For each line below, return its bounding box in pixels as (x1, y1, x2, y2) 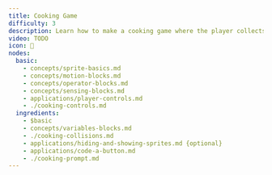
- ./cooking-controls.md (23, 102, 107, 110)
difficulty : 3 (8, 19, 57, 27)
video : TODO (8, 34, 49, 43)
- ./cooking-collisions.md (23, 131, 114, 140)
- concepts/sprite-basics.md (23, 65, 121, 73)
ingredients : (15, 110, 60, 118)
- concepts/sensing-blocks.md (23, 86, 125, 95)
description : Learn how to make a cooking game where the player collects (8, 27, 266, 35)
